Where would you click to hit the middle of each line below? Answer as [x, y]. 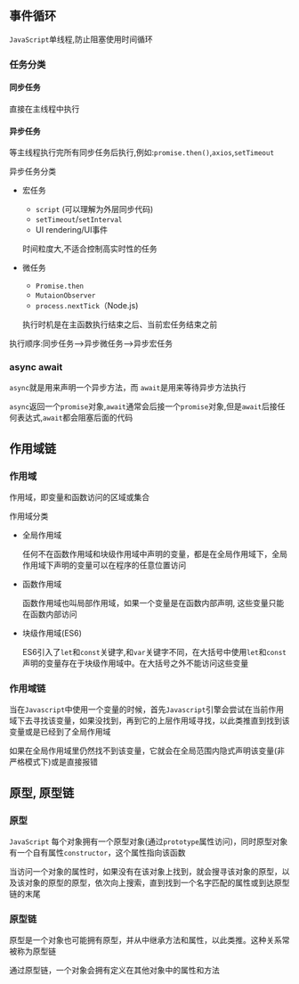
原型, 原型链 [42, 793]
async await [36, 367]
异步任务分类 [32, 171]
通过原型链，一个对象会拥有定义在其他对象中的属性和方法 [114, 971]
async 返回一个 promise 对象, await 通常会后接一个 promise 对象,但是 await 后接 [143, 406]
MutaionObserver [65, 296]
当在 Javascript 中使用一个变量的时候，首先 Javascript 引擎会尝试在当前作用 [147, 709]
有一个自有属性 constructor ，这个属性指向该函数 [97, 853]
